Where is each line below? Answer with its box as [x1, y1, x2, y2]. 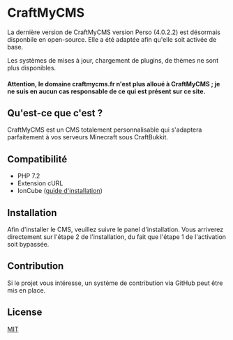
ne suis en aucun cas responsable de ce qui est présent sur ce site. [7, 87, 206, 95]
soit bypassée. [7, 240, 50, 248]
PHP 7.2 [17, 172, 40, 180]
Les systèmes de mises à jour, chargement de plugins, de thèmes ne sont [7, 56, 218, 64]
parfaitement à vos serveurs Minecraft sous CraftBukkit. [7, 133, 169, 141]
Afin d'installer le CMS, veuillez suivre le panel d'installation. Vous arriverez [7, 225, 224, 233]
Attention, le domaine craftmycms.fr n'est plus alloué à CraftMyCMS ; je [7, 79, 220, 88]
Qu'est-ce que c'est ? [7, 107, 103, 119]
